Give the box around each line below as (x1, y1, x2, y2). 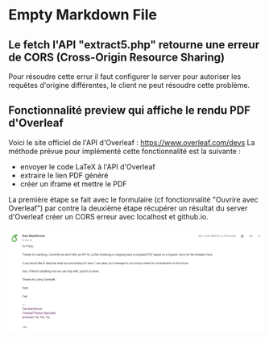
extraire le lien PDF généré (19, 170, 109, 180)
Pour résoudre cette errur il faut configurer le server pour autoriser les (8, 72, 242, 81)
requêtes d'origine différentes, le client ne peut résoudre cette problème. (8, 81, 250, 90)
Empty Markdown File (8, 6, 157, 24)
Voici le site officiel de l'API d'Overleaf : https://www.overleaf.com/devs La (8, 137, 255, 147)
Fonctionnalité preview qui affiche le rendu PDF (8, 103, 251, 118)
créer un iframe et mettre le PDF (19, 179, 127, 189)
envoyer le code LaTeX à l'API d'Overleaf (19, 161, 155, 171)
